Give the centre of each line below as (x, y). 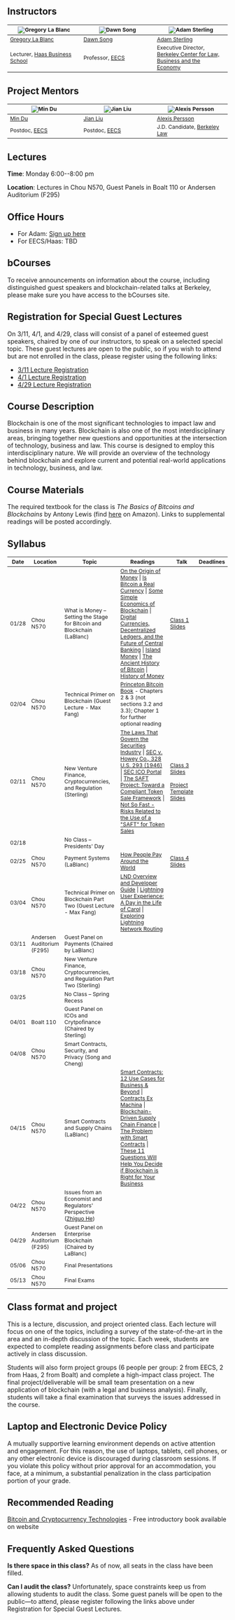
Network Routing (141, 929)
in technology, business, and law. (55, 468)
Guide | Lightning (142, 889)
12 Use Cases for (142, 1078)
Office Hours (36, 217)
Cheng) (74, 1063)
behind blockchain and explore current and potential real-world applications (116, 461)
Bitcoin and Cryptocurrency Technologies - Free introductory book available (117, 1519)
